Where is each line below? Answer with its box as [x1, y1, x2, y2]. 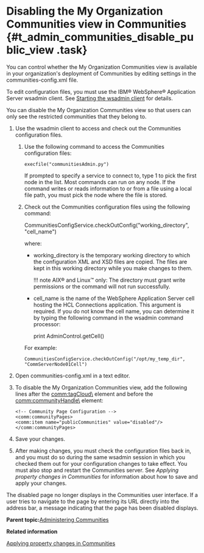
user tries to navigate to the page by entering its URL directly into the [6, 498, 180, 505]
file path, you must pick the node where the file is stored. [24, 191, 167, 199]
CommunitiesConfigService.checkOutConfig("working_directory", [24, 221, 189, 229]
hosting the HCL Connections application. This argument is [33, 301, 181, 309]
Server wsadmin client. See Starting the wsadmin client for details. [6, 95, 174, 102]
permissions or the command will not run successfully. [33, 282, 171, 290]
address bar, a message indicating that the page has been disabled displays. [6, 504, 199, 512]
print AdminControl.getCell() [33, 332, 105, 340]
